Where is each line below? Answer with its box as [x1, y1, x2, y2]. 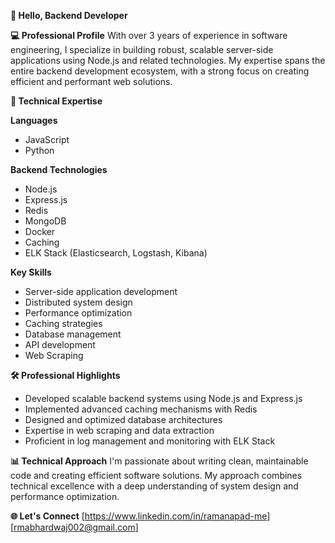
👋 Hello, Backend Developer [10, 10, 128, 21]
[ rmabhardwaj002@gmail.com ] [10, 521, 139, 533]
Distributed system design [24, 296, 133, 308]
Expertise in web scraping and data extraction [24, 425, 215, 436]
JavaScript [24, 134, 70, 145]
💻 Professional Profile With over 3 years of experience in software [10, 30, 288, 41]
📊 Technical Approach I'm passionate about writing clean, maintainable [10, 455, 309, 467]
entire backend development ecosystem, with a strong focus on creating [10, 65, 310, 77]
